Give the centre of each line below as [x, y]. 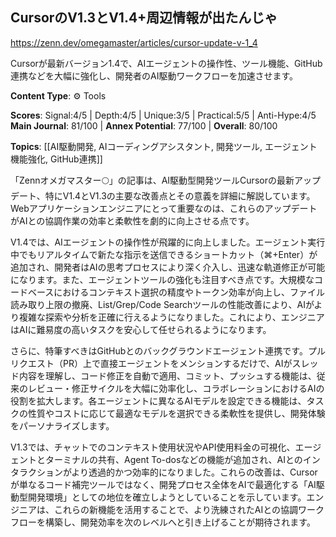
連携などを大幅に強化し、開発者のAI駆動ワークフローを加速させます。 [154, 75]
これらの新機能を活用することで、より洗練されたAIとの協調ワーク [189, 509]
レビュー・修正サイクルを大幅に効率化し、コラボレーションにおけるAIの [176, 388]
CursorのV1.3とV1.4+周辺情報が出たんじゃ [144, 18]
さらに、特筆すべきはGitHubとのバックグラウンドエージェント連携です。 [159, 350]
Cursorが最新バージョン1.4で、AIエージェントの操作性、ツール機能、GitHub [166, 63]
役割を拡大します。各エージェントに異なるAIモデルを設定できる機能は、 [158, 400]
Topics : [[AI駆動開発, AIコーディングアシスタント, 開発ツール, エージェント [164, 146]
